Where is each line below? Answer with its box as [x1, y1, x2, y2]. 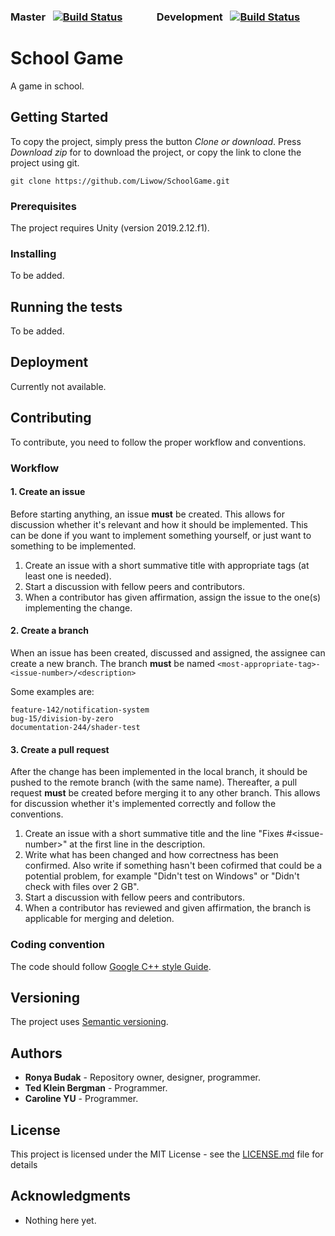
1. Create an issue [10, 486, 86, 498]
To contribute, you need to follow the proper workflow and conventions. [10, 436, 307, 448]
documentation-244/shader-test [10, 723, 141, 733]
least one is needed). [24, 570, 112, 582]
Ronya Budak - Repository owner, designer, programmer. [24, 1071, 261, 1084]
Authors [10, 1045, 63, 1062]
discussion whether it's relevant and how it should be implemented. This [10, 518, 308, 530]
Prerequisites [10, 199, 77, 213]
